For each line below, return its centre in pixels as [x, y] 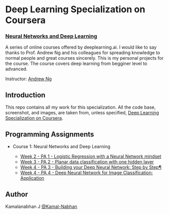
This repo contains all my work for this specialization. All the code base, [81, 107]
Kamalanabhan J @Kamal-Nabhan [41, 206]
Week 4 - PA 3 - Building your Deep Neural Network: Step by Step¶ [91, 168]
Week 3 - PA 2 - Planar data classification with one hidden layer [87, 162]
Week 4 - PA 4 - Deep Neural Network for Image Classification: [87, 173]
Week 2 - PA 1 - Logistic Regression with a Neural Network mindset [91, 156]
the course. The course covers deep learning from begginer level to [76, 64]
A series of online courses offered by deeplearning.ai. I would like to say [81, 47]
